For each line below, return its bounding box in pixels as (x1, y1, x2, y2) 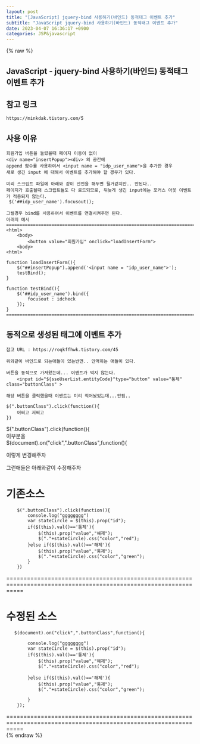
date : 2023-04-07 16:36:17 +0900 (6, 25, 89, 32)
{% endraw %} (6, 731, 43, 739)
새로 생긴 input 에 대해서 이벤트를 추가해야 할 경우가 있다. (6, 169, 136, 176)
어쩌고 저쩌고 (17, 410, 45, 416)
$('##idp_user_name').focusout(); (8, 199, 95, 205)
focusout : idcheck (27, 296, 76, 302)
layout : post (6, 8, 39, 15)
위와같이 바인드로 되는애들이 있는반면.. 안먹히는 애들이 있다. (6, 358, 136, 364)
